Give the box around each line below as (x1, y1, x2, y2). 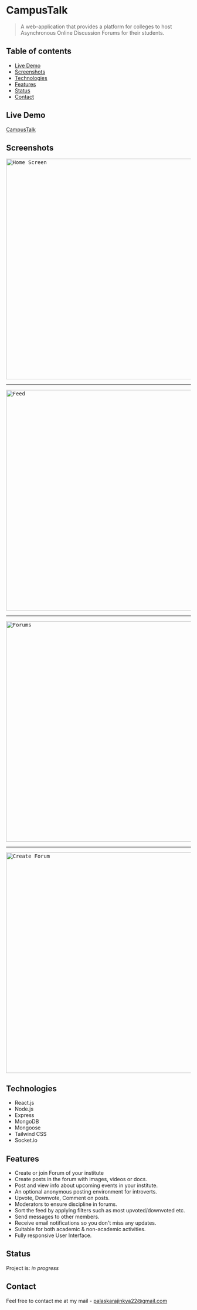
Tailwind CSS (14, 1131, 47, 1138)
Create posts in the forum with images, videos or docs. (14, 1176, 148, 1182)
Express (14, 1112, 35, 1119)
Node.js (14, 1105, 34, 1112)
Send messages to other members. (14, 1213, 100, 1220)
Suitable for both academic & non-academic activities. (14, 1226, 146, 1232)
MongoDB (14, 1118, 39, 1125)
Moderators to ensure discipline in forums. (14, 1201, 117, 1208)
